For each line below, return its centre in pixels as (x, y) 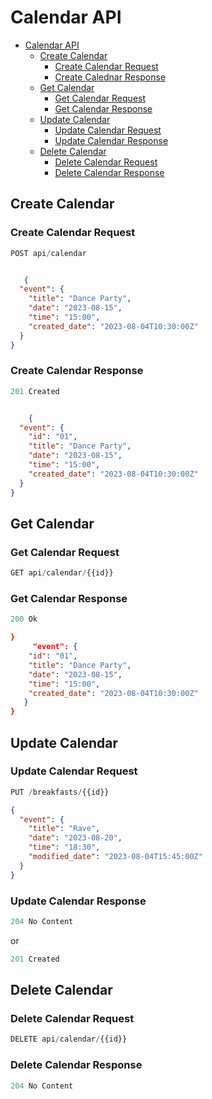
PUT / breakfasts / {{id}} (60, 792)
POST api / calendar (48, 253)
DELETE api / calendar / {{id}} (69, 1039)
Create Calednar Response (110, 77)
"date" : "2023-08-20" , (75, 838)
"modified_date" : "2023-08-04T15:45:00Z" (115, 857)
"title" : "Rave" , (64, 829)
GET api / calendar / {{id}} (62, 573)
